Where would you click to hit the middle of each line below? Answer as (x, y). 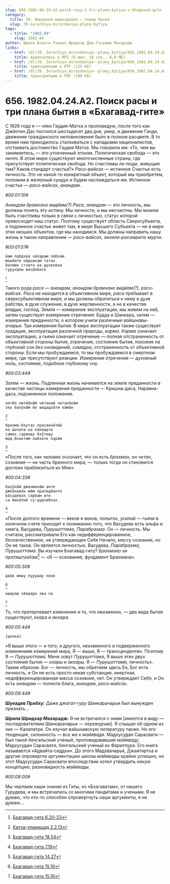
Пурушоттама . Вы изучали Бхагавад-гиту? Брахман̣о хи (66, 550)
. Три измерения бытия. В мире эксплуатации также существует (91, 326)
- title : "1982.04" (30, 33)
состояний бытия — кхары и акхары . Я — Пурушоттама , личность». (79, 662)
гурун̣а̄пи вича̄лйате (26, 269)
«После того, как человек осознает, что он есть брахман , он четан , (79, 456)
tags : (11, 29)
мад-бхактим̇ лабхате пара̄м (34, 438)
